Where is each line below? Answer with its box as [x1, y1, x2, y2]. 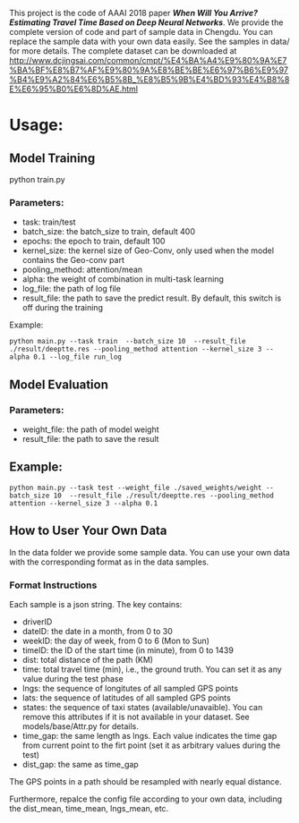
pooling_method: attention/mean [21, 264, 143, 276]
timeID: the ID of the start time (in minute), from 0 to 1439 [21, 644, 235, 656]
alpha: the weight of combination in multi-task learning [21, 274, 224, 284]
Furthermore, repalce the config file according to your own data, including [9, 793, 283, 804]
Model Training [9, 150, 96, 165]
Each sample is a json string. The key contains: [9, 598, 183, 609]
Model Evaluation [9, 377, 109, 392]
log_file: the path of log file [21, 284, 121, 294]
